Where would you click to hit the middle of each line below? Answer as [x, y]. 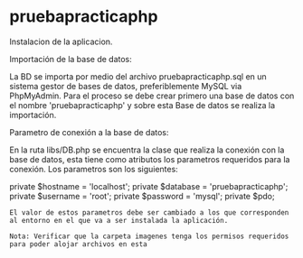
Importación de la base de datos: [71, 59]
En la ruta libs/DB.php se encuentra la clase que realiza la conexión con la [147, 150]
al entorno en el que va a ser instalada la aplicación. [119, 220]
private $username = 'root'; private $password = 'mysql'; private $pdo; [142, 196]
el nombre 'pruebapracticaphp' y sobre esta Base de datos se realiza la [142, 105]
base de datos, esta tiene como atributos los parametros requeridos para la [150, 159]
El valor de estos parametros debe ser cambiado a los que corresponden [149, 212]
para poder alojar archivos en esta [78, 244]
